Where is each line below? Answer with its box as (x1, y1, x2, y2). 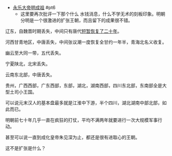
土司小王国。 (9, 89, 37, 95)
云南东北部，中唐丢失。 (5, 72, 55, 78)
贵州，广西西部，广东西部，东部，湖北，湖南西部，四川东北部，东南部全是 (5, 82, 162, 88)
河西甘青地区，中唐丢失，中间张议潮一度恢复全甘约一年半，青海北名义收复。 (5, 39, 167, 45)
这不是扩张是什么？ (5, 145, 46, 151)
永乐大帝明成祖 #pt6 (12, 5, 56, 10)
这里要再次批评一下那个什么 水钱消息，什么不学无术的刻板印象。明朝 (20, 11, 165, 17)
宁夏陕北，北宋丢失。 (5, 61, 50, 66)
